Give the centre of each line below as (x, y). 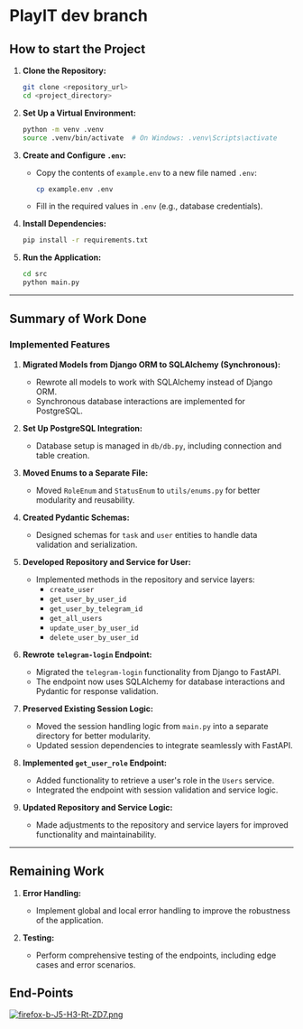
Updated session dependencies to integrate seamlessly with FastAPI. (164, 745)
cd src (35, 274)
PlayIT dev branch (79, 16)
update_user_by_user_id (94, 628)
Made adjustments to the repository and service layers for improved (162, 825)
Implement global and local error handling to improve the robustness (163, 910)
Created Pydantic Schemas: (76, 517)
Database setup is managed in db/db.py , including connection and (159, 445)
